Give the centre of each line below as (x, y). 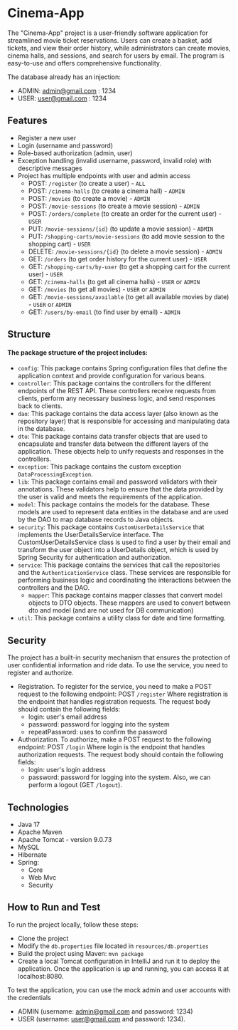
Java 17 (29, 824)
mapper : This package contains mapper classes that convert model (125, 595)
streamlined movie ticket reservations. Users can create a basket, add (110, 40)
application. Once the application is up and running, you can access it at (123, 968)
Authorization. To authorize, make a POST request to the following (114, 739)
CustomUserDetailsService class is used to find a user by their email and (124, 542)
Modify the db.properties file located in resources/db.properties (113, 946)
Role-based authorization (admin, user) (75, 153)
